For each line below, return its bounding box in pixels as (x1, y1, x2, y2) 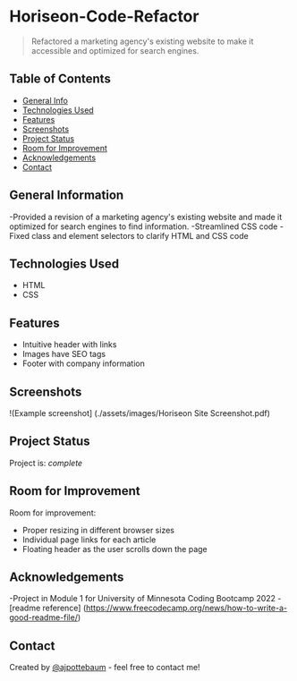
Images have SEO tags (21, 349, 106, 360)
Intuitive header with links (21, 339, 117, 350)
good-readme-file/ (9, 612, 79, 623)
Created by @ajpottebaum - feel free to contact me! (9, 662, 200, 673)
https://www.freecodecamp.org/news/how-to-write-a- (86, 602, 288, 614)
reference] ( (42, 602, 87, 614)
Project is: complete (9, 457, 83, 468)
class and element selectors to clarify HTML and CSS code (30, 230, 249, 241)
